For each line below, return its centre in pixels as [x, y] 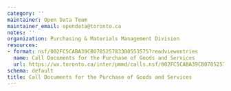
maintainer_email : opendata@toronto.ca [64, 26]
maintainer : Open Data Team [47, 20]
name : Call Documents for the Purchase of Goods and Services [104, 58]
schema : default [30, 70]
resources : [23, 45]
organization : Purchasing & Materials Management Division [93, 39]
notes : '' [21, 32]
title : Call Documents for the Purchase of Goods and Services [100, 77]
